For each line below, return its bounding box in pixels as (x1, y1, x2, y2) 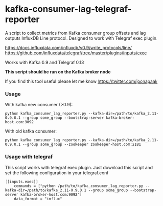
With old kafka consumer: (5, 128, 57, 134)
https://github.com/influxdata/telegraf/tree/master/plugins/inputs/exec (5, 50, 147, 56)
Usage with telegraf (5, 153, 53, 160)
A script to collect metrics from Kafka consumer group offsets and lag (5, 30, 146, 36)
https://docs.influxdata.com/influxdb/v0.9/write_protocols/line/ (5, 45, 132, 50)
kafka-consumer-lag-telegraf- (5, 3, 132, 15)
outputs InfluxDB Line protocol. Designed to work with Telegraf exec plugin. (5, 35, 158, 41)
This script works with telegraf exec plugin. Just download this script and (5, 164, 153, 170)
